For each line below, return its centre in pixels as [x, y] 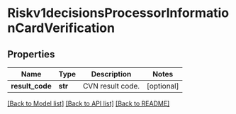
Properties [31, 54]
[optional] [163, 86]
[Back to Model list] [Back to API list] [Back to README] [89, 103]
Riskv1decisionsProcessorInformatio [118, 13]
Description [111, 74]
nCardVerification [61, 28]
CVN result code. [111, 86]
